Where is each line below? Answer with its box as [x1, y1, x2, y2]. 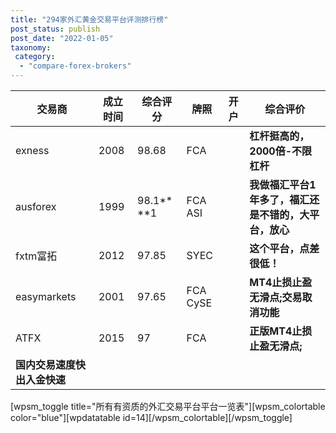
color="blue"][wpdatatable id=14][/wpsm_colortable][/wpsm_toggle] [10, 412, 293, 423]
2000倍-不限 [249, 144, 313, 158]
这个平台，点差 [249, 242, 320, 255]
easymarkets [15, 290, 77, 303]
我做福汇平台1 [249, 178, 317, 191]
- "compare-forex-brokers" [19, 61, 132, 71]
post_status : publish [10, 24, 101, 34]
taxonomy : [10, 42, 52, 53]
